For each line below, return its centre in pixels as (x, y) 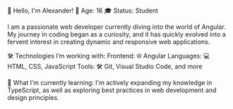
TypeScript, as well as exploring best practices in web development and (112, 90)
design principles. (33, 97)
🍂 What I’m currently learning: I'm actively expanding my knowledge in (110, 83)
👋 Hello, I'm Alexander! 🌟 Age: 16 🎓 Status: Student (83, 11)
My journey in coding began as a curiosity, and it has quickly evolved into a (116, 34)
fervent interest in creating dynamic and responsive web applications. (109, 42)
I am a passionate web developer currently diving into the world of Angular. (116, 27)
